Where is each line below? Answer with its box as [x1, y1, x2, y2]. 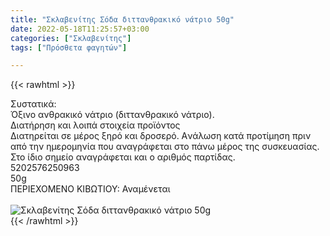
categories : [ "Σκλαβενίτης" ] [10, 33, 132, 43]
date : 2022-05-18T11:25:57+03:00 [10, 24, 150, 34]
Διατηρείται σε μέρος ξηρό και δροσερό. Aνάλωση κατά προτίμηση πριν [10, 130, 312, 142]
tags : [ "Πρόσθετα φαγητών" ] [10, 42, 128, 53]
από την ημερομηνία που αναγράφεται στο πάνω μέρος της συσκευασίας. [10, 141, 320, 153]
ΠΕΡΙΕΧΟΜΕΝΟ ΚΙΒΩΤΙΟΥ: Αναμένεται [10, 183, 171, 195]
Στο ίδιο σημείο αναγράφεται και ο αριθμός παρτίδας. [10, 151, 236, 163]
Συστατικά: [10, 98, 57, 110]
